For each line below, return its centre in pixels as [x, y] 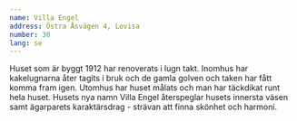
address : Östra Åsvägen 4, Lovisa [75, 26]
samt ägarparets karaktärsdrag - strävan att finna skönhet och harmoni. [144, 107]
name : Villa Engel [44, 18]
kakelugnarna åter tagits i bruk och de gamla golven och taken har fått [141, 79]
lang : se [26, 43]
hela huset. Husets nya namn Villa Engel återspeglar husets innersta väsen [149, 98]
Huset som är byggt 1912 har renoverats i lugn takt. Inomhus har [129, 69]
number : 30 [30, 34]
